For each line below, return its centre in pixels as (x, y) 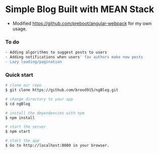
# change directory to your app (39, 99)
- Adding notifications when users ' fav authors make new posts (74, 57)
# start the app (22, 141)
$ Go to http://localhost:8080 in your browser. (57, 145)
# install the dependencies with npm (45, 113)
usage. (20, 28)
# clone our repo (23, 85)
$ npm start (18, 132)
